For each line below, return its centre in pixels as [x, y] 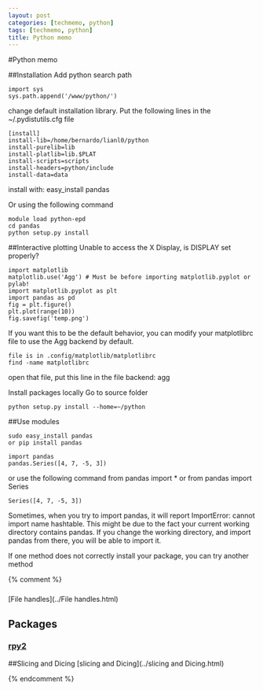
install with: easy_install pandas [59, 190]
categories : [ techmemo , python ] [61, 23]
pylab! [19, 284]
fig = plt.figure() [40, 305]
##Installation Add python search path [70, 75]
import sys [26, 90]
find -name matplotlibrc [49, 363]
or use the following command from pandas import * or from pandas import [130, 478]
